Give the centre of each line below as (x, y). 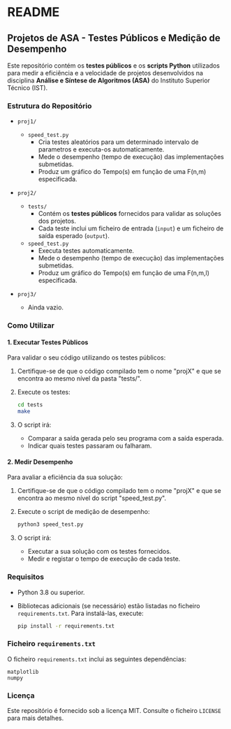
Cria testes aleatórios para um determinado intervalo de (118, 142)
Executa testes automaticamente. (86, 251)
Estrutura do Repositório (50, 105)
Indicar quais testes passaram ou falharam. (90, 446)
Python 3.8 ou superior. (51, 592)
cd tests (30, 405)
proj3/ (27, 295)
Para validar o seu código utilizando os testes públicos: (87, 358)
